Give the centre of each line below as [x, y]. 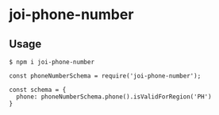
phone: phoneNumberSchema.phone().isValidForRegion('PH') [114, 97]
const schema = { [38, 90]
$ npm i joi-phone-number [52, 62]
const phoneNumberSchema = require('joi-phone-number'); [105, 76]
